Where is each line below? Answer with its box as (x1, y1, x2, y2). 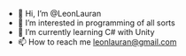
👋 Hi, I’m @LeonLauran (17, 9, 102, 18)
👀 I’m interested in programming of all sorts (17, 17, 175, 28)
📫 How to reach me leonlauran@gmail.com (17, 37, 177, 47)
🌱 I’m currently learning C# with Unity (17, 27, 155, 37)
